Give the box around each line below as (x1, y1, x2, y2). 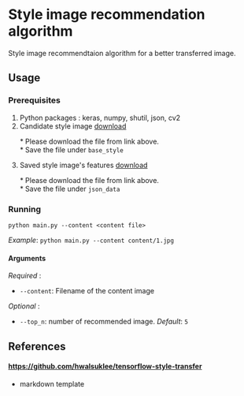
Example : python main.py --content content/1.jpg (8, 235, 175, 245)
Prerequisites (8, 95, 61, 106)
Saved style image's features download (19, 160, 148, 170)
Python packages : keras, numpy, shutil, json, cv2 (19, 113, 181, 122)
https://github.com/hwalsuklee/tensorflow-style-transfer (8, 361, 202, 372)
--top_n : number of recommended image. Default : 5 (19, 317, 189, 327)
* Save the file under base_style (19, 144, 124, 155)
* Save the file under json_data (19, 184, 120, 193)
